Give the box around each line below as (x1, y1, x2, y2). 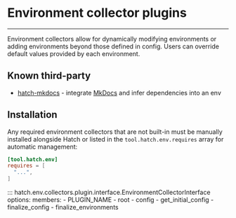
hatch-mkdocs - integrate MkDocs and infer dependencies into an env (17, 88, 221, 97)
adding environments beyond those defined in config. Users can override (7, 42, 220, 50)
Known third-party (7, 70, 91, 82)
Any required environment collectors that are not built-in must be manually (7, 128, 223, 136)
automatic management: (7, 142, 78, 151)
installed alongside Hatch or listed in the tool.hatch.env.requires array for (7, 135, 224, 143)
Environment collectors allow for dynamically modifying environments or (7, 34, 217, 43)
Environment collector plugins (7, 5, 188, 21)
